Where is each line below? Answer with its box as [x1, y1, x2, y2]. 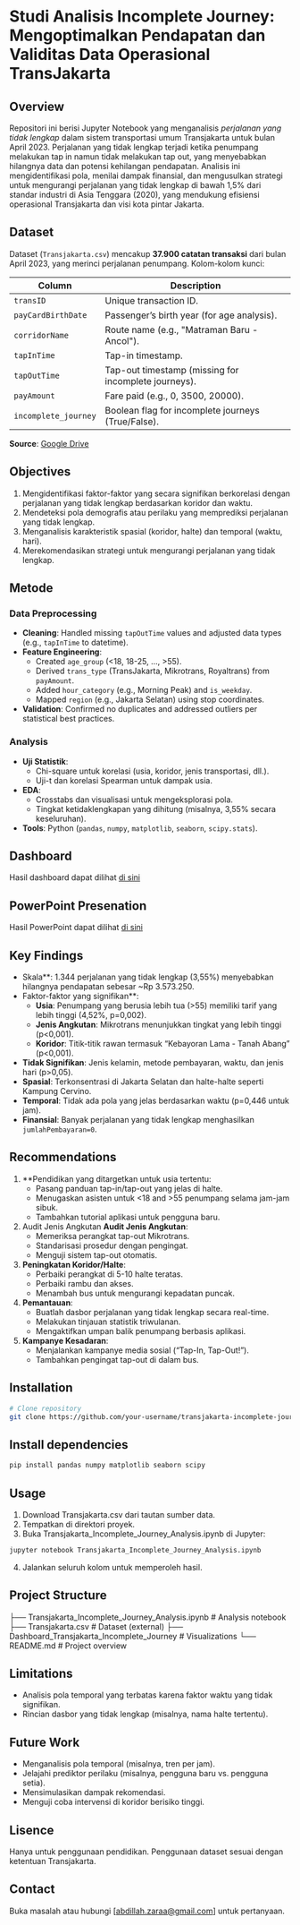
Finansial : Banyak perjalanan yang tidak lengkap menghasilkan [21, 1115, 254, 1125]
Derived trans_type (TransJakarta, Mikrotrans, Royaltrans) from [35, 665, 270, 677]
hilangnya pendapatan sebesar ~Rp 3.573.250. [21, 981, 195, 992]
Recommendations [9, 1150, 117, 1165]
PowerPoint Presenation [9, 898, 147, 913]
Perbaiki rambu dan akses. [35, 1278, 134, 1288]
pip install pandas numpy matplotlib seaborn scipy [9, 1461, 205, 1470]
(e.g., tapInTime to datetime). [21, 637, 129, 648]
